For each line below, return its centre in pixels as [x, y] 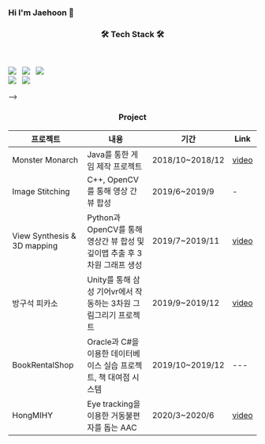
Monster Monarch [45, 159]
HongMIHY [33, 415]
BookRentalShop [43, 364]
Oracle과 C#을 [113, 341]
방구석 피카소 [35, 303]
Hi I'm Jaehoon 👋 [41, 13]
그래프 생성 [123, 265]
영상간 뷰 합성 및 [115, 241]
